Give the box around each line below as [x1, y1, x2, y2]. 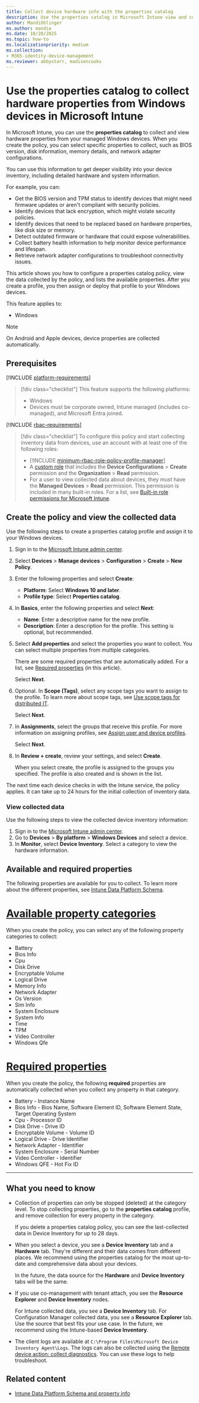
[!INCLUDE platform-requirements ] [6, 374, 91, 381]
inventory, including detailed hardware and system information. [6, 172, 161, 179]
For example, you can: [6, 184, 60, 191]
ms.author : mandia [6, 25, 52, 32]
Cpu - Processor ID [14, 1116, 62, 1124]
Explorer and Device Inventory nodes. [14, 1295, 110, 1303]
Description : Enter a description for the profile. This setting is [23, 622, 174, 630]
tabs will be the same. [14, 1278, 69, 1285]
